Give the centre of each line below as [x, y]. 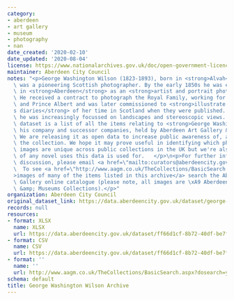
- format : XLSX [29, 221]
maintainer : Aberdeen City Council [59, 72]
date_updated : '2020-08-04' [48, 59]
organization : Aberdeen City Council [62, 195]
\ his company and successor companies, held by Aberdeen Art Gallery [118, 130]
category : [22, 14]
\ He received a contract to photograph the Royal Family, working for [120, 98]
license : [20, 65]
